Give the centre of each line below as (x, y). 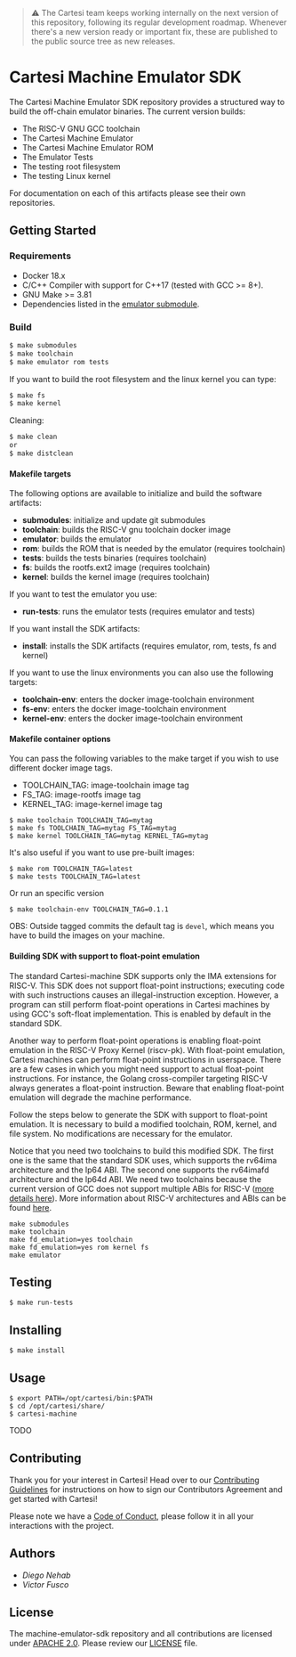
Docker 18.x (44, 275)
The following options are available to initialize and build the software (136, 494)
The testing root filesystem (71, 166)
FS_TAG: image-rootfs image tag (81, 795)
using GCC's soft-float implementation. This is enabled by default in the (140, 1014)
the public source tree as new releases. (103, 41)
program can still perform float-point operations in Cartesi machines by (140, 1004)
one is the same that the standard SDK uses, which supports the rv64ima (143, 1160)
